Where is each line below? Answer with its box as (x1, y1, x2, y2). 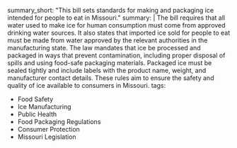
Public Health (17, 110, 57, 118)
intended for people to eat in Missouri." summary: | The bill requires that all (7, 13, 225, 22)
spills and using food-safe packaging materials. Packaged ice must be (7, 59, 212, 67)
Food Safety (17, 95, 54, 103)
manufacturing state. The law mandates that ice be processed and (7, 44, 201, 52)
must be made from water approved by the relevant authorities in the (7, 36, 208, 45)
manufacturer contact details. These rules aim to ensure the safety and (7, 74, 214, 82)
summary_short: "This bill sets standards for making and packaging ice (7, 6, 214, 14)
